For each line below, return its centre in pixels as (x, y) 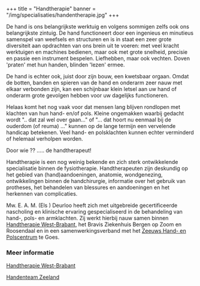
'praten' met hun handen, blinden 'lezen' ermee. (66, 65)
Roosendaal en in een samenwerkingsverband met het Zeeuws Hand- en (96, 231)
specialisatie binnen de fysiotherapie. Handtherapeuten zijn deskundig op (97, 168)
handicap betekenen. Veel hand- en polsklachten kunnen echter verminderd (100, 132)
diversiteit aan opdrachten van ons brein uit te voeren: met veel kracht (93, 45)
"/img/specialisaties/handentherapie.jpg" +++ (63, 15)
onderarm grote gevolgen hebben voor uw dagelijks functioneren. (87, 95)
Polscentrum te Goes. (33, 237)
